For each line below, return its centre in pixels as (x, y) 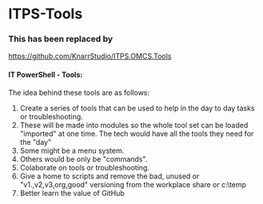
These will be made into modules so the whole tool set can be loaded (134, 125)
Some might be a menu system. (72, 150)
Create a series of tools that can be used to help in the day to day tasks (137, 108)
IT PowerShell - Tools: (46, 75)
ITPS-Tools (46, 14)
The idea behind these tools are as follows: (79, 92)
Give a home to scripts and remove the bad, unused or (110, 176)
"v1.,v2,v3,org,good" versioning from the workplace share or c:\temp (133, 184)
